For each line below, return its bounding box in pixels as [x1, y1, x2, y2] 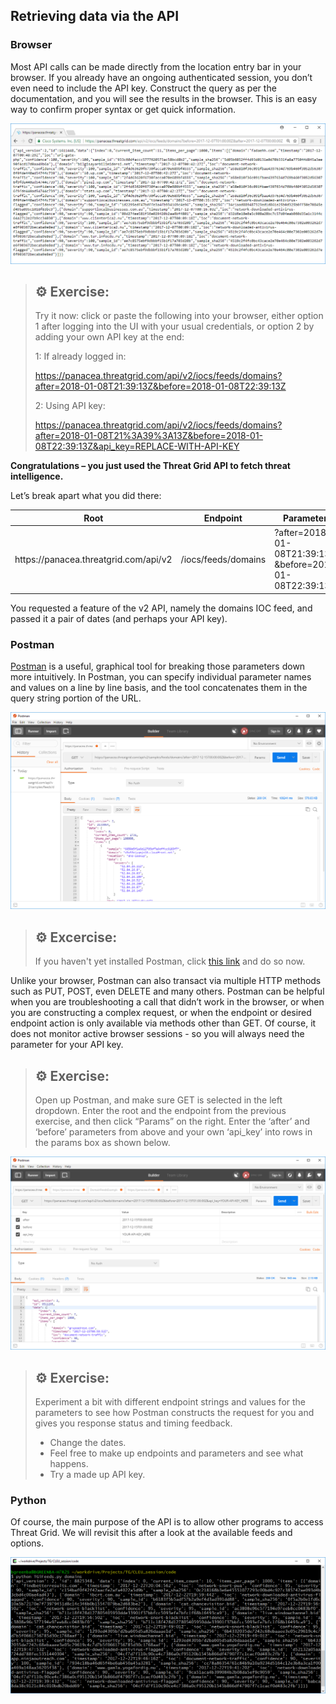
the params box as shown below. [34, 1137, 171, 1149]
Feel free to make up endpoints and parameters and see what [49, 1447, 304, 1459]
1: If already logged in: [34, 350, 127, 363]
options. [10, 1537, 45, 1549]
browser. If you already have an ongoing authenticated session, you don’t [10, 71, 313, 83]
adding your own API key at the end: [34, 331, 185, 343]
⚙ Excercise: [34, 929, 118, 946]
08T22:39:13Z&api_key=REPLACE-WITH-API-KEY [34, 440, 240, 453]
